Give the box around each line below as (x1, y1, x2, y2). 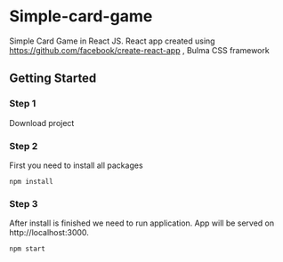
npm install (9, 177, 53, 186)
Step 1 (9, 98, 36, 110)
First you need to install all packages (9, 160, 144, 171)
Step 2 (9, 139, 38, 152)
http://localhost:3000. (9, 227, 89, 238)
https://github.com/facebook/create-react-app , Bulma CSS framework (9, 44, 270, 55)
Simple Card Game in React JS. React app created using (9, 36, 215, 46)
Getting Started (9, 71, 97, 86)
